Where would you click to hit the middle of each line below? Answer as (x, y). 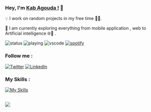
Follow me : (19, 56)
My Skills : (18, 79)
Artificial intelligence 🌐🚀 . (31, 33)
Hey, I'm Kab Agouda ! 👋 (34, 8)
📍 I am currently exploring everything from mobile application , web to (75, 28)
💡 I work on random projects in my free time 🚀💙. (53, 19)
